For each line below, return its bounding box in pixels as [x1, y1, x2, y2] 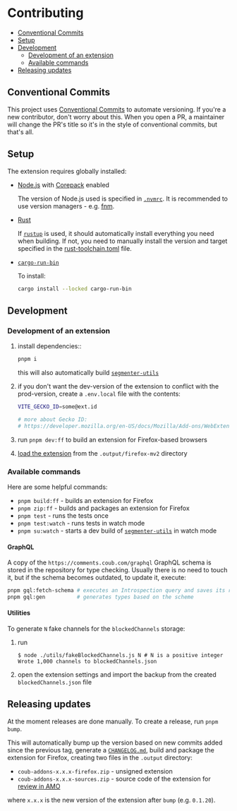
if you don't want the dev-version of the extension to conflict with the [17, 382, 219, 390]
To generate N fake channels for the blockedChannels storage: [7, 624, 186, 633]
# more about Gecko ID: [17, 415, 88, 423]
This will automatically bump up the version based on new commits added [7, 738, 223, 747]
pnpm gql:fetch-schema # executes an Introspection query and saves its [7, 587, 226, 594]
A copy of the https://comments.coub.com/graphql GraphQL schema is [7, 558, 212, 567]
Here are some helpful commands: [7, 483, 108, 491]
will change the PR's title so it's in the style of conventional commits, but [7, 120, 217, 129]
